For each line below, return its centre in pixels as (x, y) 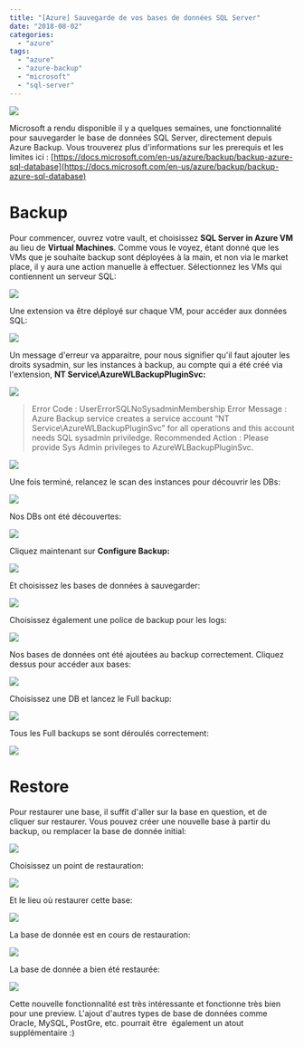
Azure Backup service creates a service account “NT (130, 418)
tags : (19, 52)
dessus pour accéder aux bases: (70, 664)
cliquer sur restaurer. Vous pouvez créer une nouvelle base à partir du (140, 821)
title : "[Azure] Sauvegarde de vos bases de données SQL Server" (135, 18)
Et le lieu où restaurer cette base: (71, 900)
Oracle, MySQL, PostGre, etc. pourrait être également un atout (127, 1023)
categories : (32, 34)
